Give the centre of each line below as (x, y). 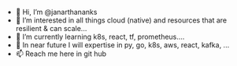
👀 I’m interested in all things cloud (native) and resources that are (121, 20)
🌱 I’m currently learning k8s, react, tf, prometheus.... (100, 36)
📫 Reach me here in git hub (61, 54)
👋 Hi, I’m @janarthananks (56, 12)
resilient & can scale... (51, 28)
